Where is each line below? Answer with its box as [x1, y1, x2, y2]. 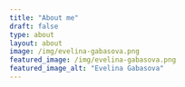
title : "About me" [9, 13, 79, 23]
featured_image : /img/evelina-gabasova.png [9, 55, 177, 64]
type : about [9, 30, 54, 39]
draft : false [9, 22, 59, 31]
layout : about [9, 38, 63, 48]
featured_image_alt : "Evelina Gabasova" [9, 64, 165, 73]
